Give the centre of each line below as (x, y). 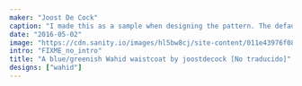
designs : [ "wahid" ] (46, 68)
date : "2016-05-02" (46, 34)
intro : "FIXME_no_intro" (56, 51)
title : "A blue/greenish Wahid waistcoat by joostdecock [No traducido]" (151, 59)
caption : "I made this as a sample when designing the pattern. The (140, 26)
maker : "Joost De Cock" (54, 17)
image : (22, 43)
